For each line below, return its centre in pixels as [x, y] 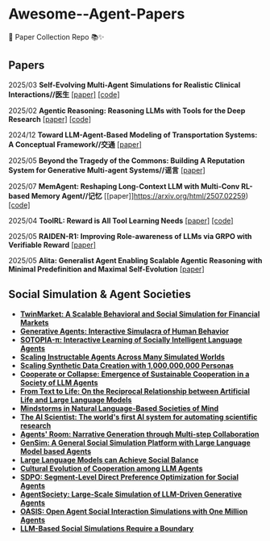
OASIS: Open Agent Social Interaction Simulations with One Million [134, 511]
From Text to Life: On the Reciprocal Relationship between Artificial [135, 391]
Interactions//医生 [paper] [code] [64, 94]
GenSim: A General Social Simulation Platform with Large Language [135, 442]
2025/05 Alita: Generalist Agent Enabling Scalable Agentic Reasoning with [135, 260]
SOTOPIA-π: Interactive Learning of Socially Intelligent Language [131, 339]
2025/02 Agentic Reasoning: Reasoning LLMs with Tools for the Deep [127, 111]
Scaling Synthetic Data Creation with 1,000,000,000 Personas [127, 365]
